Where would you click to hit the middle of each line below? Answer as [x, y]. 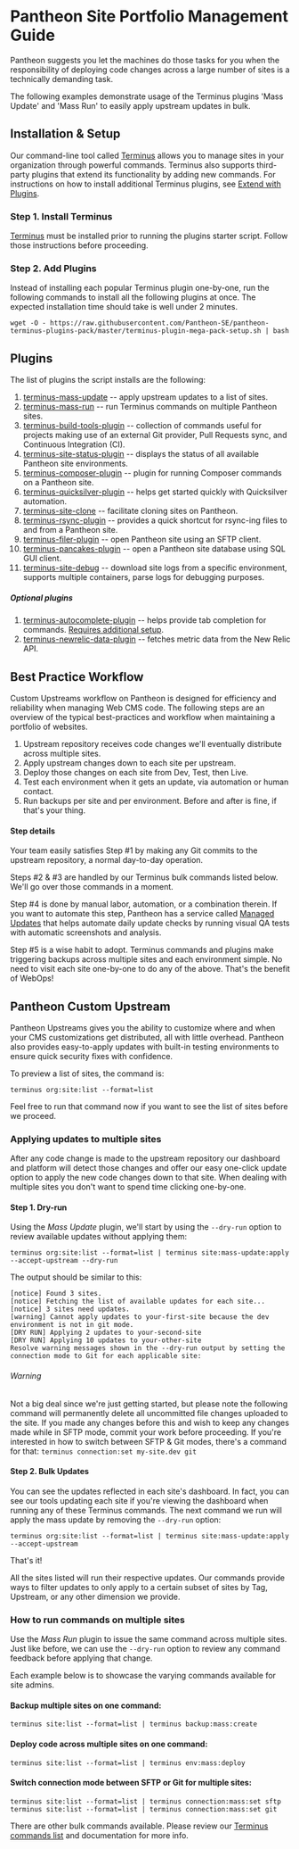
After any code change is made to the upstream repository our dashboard [145, 1158]
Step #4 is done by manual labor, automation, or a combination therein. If [144, 904]
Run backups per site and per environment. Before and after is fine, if [149, 800]
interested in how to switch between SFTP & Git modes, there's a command [149, 1441]
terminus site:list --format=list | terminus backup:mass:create [133, 1724]
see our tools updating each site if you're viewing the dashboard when [139, 1500]
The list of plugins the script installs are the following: [108, 380]
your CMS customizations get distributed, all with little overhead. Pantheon [147, 1037]
